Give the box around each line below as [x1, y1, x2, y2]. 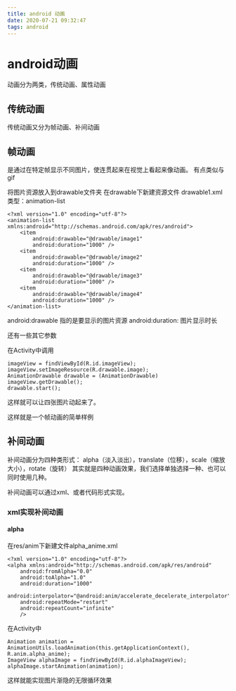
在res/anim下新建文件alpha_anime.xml [7, 541, 118, 550]
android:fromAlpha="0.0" [20, 567, 93, 575]
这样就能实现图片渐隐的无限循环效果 [7, 676, 112, 684]
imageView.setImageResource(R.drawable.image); [7, 366, 150, 373]
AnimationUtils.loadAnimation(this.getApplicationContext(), [7, 644, 190, 651]
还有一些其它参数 [7, 331, 57, 340]
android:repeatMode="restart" [20, 598, 109, 605]
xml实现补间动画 [7, 507, 64, 517]
